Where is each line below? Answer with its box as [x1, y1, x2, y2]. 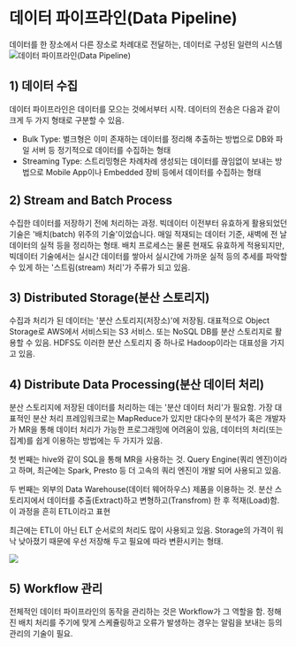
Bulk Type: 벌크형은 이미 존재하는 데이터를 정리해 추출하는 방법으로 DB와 [21, 134, 274, 144]
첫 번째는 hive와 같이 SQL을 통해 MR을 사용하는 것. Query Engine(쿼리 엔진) [9, 454, 274, 465]
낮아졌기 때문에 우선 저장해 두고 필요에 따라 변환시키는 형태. [18, 536, 224, 547]
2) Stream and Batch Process [9, 193, 173, 208]
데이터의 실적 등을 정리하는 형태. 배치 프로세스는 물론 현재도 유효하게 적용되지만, [9, 240, 285, 250]
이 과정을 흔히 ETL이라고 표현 [9, 506, 110, 517]
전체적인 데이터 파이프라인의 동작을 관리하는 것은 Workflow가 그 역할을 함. [9, 606, 265, 616]
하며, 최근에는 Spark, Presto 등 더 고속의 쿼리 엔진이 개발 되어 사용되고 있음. [18, 466, 282, 476]
